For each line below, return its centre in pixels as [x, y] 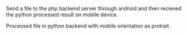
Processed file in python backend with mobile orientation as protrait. [88, 26]
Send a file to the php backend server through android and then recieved [94, 8]
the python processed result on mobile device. [62, 15]
